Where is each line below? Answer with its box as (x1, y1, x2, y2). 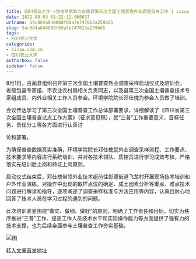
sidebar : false (6, 63, 43, 69)
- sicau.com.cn (6, 47, 43, 53)
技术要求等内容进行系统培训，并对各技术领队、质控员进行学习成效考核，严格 (6, 153, 190, 161)
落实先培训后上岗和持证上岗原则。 (6, 161, 88, 168)
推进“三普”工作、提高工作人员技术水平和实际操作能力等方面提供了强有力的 (10, 215, 190, 222)
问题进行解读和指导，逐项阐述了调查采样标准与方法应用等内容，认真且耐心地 (6, 188, 190, 195)
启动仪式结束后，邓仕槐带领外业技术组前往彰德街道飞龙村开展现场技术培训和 (6, 173, 190, 180)
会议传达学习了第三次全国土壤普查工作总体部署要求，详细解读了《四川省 (6, 106, 180, 114)
